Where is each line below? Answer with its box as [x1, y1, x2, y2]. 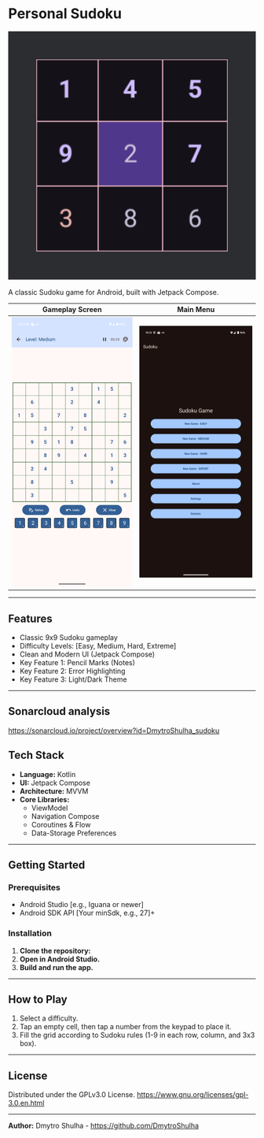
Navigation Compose [31, 811, 100, 820]
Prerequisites [8, 882, 60, 893]
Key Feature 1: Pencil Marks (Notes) [19, 657, 136, 667]
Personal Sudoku [8, 5, 123, 23]
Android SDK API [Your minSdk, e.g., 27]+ [19, 908, 156, 918]
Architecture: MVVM [19, 786, 89, 796]
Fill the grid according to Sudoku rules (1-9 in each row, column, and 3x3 [19, 1030, 255, 1040]
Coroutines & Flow [31, 820, 91, 829]
